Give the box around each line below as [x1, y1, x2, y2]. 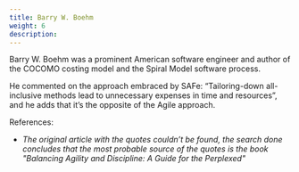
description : [9, 29, 58, 38]
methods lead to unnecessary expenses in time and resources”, [43, 90, 278, 101]
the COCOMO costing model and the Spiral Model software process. [9, 63, 262, 74]
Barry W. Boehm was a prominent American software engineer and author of [9, 54, 291, 65]
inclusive [9, 90, 42, 101]
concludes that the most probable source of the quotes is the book [21, 143, 270, 154]
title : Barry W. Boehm [9, 12, 94, 22]
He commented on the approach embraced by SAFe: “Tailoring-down [9, 81, 265, 92]
